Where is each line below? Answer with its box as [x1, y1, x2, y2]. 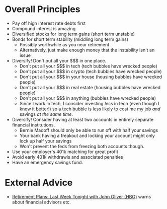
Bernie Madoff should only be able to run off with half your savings [19, 127, 158, 133]
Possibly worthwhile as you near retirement [19, 41, 110, 47]
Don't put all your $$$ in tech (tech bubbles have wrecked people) [19, 63, 158, 69]
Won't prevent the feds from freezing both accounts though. [19, 143, 144, 149]
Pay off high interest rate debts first [12, 20, 86, 26]
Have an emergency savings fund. [12, 159, 83, 165]
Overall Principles [5, 4, 80, 15]
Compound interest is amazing [12, 25, 76, 31]
